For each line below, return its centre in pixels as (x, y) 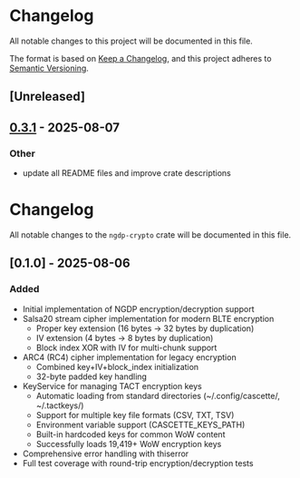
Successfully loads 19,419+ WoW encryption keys (129, 444)
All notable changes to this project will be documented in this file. (131, 41)
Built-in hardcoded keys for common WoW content (131, 434)
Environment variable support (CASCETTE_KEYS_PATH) (140, 424)
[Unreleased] (48, 97)
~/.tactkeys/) (60, 405)
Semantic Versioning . (49, 68)
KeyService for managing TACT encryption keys (112, 385)
